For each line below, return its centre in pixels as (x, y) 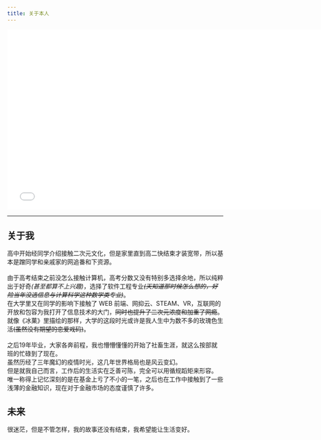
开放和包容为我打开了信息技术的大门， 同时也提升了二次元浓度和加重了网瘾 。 (115, 312)
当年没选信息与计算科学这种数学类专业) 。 (71, 295)
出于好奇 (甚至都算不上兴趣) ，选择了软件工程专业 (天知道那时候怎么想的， (110, 286)
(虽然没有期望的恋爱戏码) (49, 329)
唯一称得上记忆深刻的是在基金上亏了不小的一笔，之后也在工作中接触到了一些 (115, 379)
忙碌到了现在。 (40, 354)
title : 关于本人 (28, 13)
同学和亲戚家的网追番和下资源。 (70, 262)
